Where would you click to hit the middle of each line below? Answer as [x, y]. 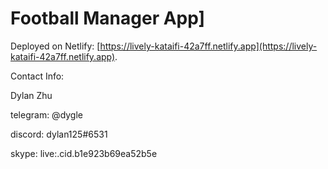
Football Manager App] [108, 18]
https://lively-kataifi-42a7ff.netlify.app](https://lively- [208, 46]
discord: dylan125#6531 [59, 134]
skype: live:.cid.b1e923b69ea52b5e [84, 153]
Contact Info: [37, 76]
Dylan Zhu [31, 95]
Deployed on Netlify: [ [55, 46]
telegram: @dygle [47, 114]
